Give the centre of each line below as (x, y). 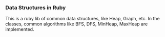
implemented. (20, 29)
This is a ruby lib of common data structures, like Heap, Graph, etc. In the (82, 19)
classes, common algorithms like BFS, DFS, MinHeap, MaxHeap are (77, 24)
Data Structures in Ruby (36, 8)
